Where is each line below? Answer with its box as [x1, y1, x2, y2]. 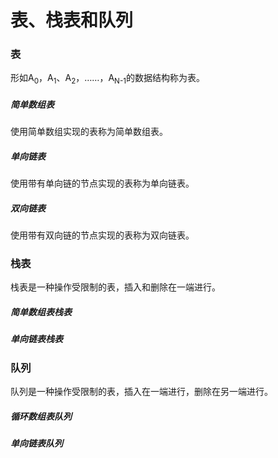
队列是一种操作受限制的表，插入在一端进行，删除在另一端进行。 [10, 386, 273, 398]
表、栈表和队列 [10, 9, 134, 32]
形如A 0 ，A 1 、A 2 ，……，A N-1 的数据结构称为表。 [10, 72, 205, 86]
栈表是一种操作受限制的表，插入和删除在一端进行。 [10, 281, 221, 293]
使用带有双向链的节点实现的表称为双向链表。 [10, 229, 195, 241]
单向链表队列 [10, 437, 63, 450]
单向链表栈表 [10, 333, 63, 345]
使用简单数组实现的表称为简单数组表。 [10, 126, 168, 138]
